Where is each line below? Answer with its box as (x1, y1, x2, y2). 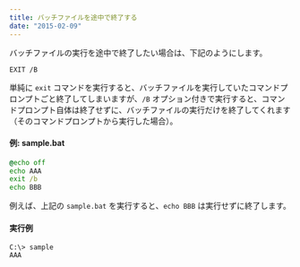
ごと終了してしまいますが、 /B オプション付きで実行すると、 (39, 93, 262, 104)
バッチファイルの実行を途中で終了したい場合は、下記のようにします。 (9, 47, 268, 58)
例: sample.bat (9, 138, 65, 149)
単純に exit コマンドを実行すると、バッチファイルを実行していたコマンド (9, 82, 280, 92)
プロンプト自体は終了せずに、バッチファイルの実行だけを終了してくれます (16, 104, 291, 115)
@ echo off (9, 158, 47, 167)
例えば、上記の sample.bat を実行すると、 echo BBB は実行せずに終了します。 (9, 201, 291, 211)
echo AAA (9, 167, 42, 176)
